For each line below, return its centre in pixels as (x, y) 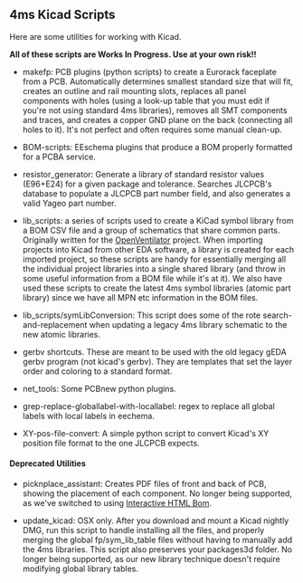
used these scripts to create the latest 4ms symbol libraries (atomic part (156, 288)
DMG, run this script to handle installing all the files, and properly (143, 530)
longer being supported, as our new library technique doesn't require (151, 559)
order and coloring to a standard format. (97, 371)
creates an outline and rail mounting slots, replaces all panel (134, 91)
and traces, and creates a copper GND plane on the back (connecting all (157, 119)
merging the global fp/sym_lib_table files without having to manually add (157, 540)
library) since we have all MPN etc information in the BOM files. (140, 297)
